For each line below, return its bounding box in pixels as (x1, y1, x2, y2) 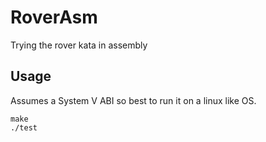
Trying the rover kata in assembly (10, 39, 148, 51)
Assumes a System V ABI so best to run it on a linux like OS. (10, 94, 257, 106)
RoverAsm (10, 6, 98, 29)
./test (10, 122, 38, 133)
